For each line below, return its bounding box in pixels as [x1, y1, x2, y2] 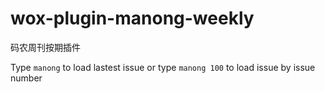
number [10, 72, 43, 84]
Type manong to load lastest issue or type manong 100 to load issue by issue [10, 61, 316, 73]
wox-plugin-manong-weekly [10, 7, 255, 30]
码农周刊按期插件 [10, 41, 81, 53]
